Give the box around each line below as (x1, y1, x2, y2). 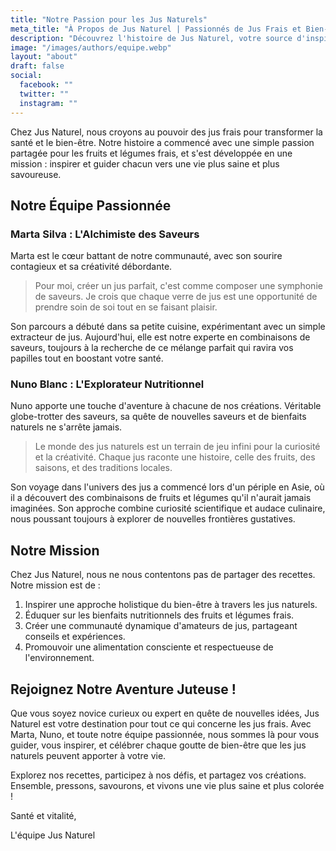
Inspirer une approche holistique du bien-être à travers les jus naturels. (24, 599, 318, 611)
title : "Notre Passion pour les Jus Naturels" (10, 14, 208, 25)
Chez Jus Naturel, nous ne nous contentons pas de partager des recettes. (10, 569, 316, 581)
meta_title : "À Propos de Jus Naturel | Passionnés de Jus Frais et (10, 24, 302, 34)
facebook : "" (19, 80, 74, 90)
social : (10, 71, 43, 81)
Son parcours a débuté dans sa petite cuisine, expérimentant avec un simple (10, 321, 326, 333)
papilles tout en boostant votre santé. (10, 352, 164, 365)
